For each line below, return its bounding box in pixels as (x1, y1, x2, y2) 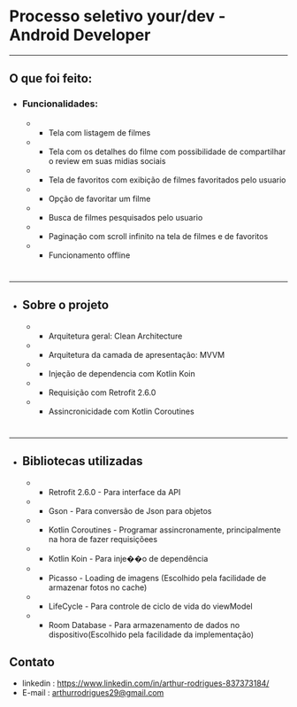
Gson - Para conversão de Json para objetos (48, 505, 212, 516)
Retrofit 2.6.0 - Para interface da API (48, 486, 181, 497)
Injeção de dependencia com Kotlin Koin (48, 368, 196, 378)
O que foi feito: (9, 71, 93, 86)
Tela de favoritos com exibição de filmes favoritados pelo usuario (48, 175, 286, 185)
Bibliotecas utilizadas (21, 454, 143, 469)
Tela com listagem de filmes (48, 127, 151, 138)
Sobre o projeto (21, 298, 109, 313)
